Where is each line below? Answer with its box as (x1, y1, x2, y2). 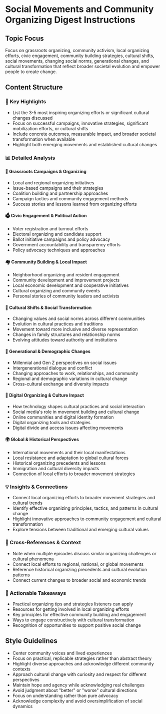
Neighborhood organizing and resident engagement (12, 272, 120, 278)
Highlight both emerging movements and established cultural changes (12, 141, 157, 147)
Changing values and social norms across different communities (12, 315, 145, 321)
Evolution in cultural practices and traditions (12, 321, 103, 327)
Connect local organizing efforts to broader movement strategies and (12, 495, 155, 501)
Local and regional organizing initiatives (12, 179, 94, 186)
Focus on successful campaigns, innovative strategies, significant (12, 120, 148, 126)
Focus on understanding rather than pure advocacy (12, 692, 118, 698)
